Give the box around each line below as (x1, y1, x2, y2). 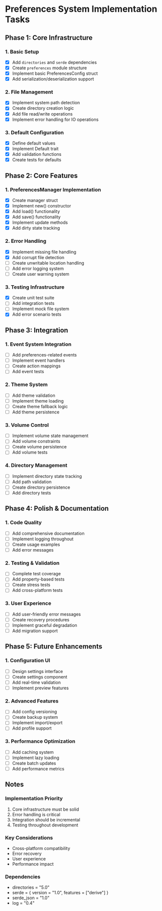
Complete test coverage (12, 571, 61, 577)
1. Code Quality (5, 519, 42, 526)
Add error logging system (12, 265, 64, 271)
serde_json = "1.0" (12, 895, 50, 901)
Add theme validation (12, 392, 55, 398)
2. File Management (5, 88, 53, 95)
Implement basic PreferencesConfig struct (12, 70, 98, 76)
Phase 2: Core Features (5, 171, 78, 180)
